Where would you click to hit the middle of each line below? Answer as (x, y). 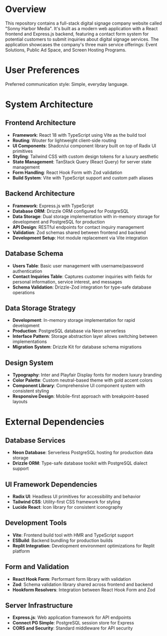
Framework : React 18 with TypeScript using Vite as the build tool (79, 135)
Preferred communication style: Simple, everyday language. (67, 84)
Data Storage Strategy (40, 308)
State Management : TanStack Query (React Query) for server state (82, 161)
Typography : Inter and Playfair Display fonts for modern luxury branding (87, 375)
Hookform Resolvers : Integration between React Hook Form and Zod (84, 590)
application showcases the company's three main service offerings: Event (81, 44)
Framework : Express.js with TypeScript (53, 206)
